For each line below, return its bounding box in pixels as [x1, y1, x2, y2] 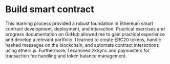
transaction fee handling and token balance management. [5, 52, 127, 59]
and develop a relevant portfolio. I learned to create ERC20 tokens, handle [5, 37, 161, 43]
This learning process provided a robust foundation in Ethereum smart [5, 20, 154, 26]
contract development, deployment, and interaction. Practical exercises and [5, 25, 165, 31]
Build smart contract [5, 4, 95, 15]
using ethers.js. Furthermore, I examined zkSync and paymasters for [5, 47, 150, 53]
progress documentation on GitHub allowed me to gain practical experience [5, 31, 165, 37]
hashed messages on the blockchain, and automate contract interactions [5, 42, 159, 48]
